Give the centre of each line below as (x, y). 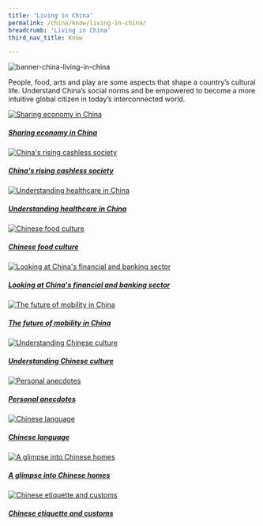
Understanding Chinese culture (61, 361)
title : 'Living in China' (51, 15)
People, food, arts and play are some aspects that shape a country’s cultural (132, 82)
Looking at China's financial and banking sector (89, 285)
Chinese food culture (43, 247)
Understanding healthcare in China (68, 208)
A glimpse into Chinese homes (59, 475)
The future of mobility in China (60, 323)
